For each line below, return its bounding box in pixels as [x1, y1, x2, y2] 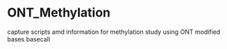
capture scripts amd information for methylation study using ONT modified [7, 28, 221, 36]
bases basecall [7, 35, 51, 43]
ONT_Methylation [7, 5, 111, 21]
